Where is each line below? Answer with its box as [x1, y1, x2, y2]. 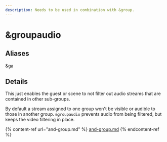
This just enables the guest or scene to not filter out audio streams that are [5, 90, 161, 97]
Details [5, 77, 28, 86]
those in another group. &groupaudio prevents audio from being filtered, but [5, 111, 162, 117]
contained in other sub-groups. [5, 96, 70, 102]
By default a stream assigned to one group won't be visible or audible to [5, 106, 155, 112]
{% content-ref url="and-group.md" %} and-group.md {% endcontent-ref [5, 126, 159, 132]
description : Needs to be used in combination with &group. [5, 7, 135, 13]
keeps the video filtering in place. [5, 117, 75, 123]
